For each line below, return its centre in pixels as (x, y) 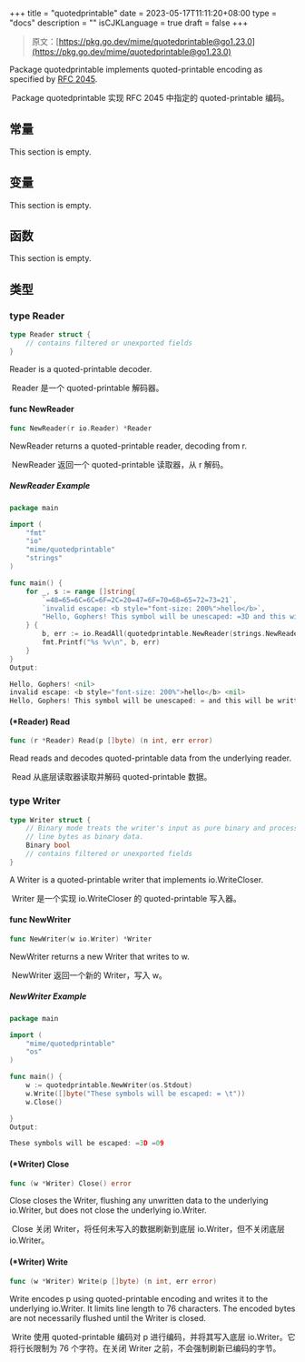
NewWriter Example (48, 996)
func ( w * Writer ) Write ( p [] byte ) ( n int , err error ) (113, 1281)
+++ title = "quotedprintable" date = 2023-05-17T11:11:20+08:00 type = (143, 13)
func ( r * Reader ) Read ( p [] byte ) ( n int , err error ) (111, 741)
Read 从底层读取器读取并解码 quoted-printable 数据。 (112, 777)
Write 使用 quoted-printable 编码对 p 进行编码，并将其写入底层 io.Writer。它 (153, 1337)
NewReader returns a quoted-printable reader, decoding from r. (128, 446)
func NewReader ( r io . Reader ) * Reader (81, 428)
